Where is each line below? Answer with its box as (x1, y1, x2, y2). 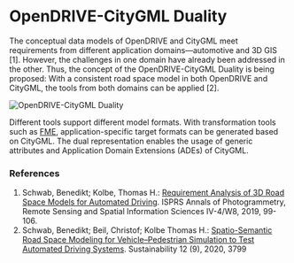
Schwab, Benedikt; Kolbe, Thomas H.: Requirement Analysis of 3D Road (21, 188, 285, 198)
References (9, 166, 60, 179)
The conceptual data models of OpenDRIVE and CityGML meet (9, 35, 239, 46)
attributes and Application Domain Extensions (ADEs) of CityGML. (9, 144, 250, 156)
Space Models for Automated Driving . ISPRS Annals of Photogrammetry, (21, 197, 286, 207)
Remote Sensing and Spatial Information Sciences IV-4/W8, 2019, (21, 206, 261, 217)
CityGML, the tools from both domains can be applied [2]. (9, 82, 220, 93)
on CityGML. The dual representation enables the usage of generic (9, 135, 253, 146)
